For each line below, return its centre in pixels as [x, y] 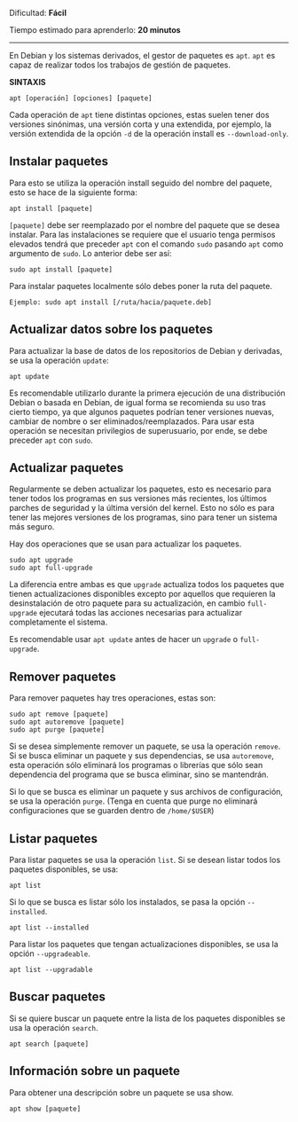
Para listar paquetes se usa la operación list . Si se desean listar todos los [145, 860]
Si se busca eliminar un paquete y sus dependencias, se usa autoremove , [142, 756]
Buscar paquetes [58, 997]
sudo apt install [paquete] [61, 270]
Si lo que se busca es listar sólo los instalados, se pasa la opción [127, 902]
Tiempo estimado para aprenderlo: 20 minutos [95, 30]
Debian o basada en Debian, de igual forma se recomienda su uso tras [137, 402]
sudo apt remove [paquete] [59, 714]
